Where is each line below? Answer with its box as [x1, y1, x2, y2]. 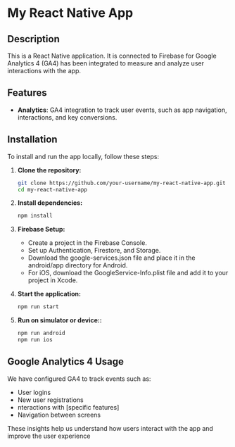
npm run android [17, 329, 65, 337]
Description [7, 33, 60, 45]
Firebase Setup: [17, 225, 65, 234]
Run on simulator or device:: [17, 316, 102, 325]
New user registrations [17, 396, 84, 404]
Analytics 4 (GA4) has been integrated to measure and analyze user [7, 59, 204, 68]
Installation [7, 134, 58, 146]
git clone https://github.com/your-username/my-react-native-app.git [17, 180, 227, 187]
